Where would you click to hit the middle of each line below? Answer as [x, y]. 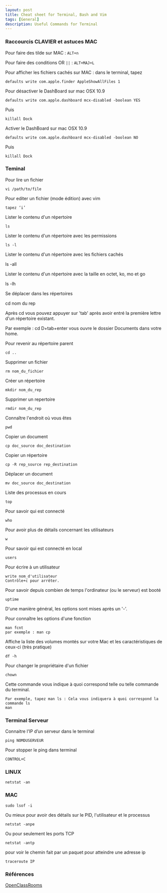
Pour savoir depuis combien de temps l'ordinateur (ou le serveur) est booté [83, 590]
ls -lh [11, 284]
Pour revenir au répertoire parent [39, 343]
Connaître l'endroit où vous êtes [38, 418]
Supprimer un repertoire [30, 399]
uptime [12, 599]
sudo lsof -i [19, 806]
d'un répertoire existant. [30, 318]
